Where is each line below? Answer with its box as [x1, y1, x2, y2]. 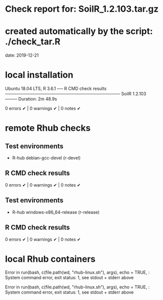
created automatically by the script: [5, 26, 153, 37]
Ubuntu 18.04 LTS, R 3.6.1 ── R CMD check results [5, 86, 107, 91]
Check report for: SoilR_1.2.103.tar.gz [5, 3, 159, 15]
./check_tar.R [5, 36, 61, 47]
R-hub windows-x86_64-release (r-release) [12, 209, 100, 215]
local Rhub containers [5, 253, 96, 264]
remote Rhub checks [5, 123, 91, 134]
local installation [5, 69, 74, 81]
